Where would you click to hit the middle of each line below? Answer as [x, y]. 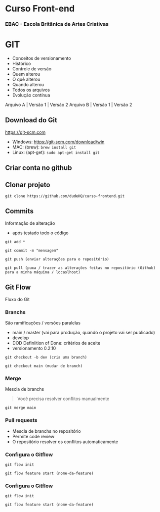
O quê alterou [26, 79]
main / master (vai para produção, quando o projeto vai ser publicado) [84, 332]
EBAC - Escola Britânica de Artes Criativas [57, 24]
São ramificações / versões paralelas [43, 323]
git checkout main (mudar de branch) [44, 366]
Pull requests [21, 420]
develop [20, 338]
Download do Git [31, 120]
